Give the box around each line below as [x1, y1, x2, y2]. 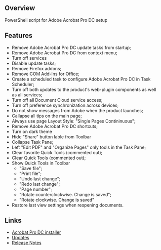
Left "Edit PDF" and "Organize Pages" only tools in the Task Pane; [11, 144, 146, 150]
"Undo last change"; [19, 175, 61, 182]
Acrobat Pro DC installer [11, 229, 61, 235]
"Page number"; [19, 186, 52, 192]
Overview [4, 4, 36, 12]
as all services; [11, 91, 42, 98]
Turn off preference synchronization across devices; [11, 102, 119, 108]
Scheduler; [11, 81, 35, 87]
